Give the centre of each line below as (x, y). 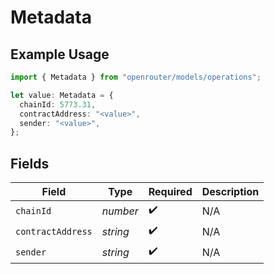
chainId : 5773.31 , (58, 104)
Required (170, 192)
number (120, 211)
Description (230, 192)
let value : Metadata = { (62, 95)
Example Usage (60, 54)
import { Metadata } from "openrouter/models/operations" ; (136, 77)
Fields (30, 163)
